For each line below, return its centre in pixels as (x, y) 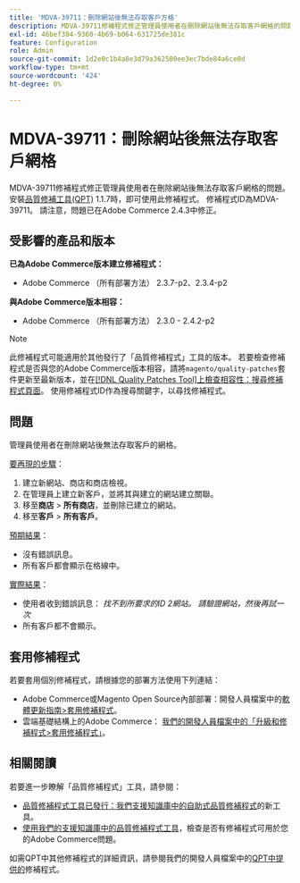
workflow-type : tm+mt (50, 68)
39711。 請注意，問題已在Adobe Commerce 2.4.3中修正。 (115, 210)
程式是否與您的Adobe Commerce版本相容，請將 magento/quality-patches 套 (147, 368)
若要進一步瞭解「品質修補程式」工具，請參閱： (95, 786)
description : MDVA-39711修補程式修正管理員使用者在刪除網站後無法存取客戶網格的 (145, 26)
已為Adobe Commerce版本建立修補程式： (87, 264)
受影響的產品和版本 (62, 241)
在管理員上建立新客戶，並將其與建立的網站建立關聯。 (120, 494)
